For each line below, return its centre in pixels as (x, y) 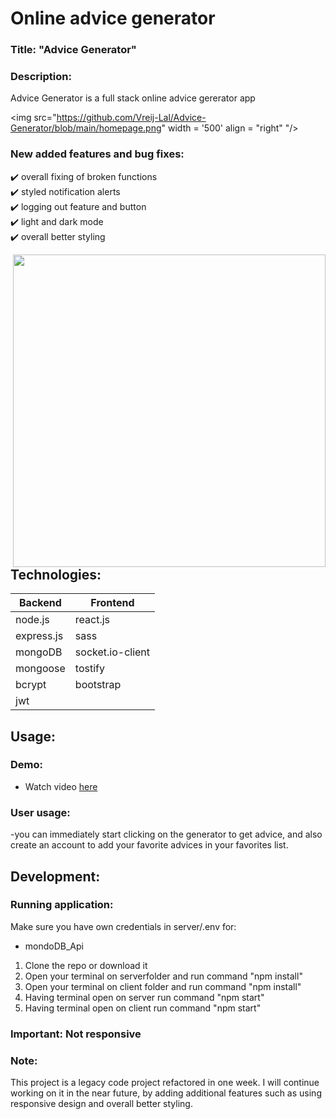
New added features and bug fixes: (97, 154)
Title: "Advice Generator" (73, 50)
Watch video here (61, 786)
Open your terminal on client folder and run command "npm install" (163, 986)
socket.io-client (112, 652)
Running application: (62, 905)
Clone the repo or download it (86, 965)
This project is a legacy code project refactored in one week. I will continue (165, 1083)
